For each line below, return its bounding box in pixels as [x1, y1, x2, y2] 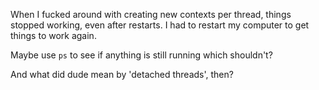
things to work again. [10, 30, 97, 41]
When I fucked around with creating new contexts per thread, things [10, 9, 292, 20]
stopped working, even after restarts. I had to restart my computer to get [10, 19, 310, 31]
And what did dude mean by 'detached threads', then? [10, 69, 234, 80]
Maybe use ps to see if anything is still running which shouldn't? [10, 49, 273, 61]
